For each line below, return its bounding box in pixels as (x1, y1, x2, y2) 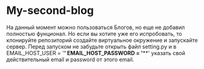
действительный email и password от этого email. (6, 56, 135, 63)
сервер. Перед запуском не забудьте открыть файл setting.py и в (6, 43, 177, 50)
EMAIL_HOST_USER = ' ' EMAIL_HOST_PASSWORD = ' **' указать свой (6, 49, 186, 56)
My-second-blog (6, 4, 94, 18)
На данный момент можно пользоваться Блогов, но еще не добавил (6, 24, 185, 31)
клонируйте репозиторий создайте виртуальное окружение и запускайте (6, 36, 198, 44)
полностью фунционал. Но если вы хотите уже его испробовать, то (6, 30, 183, 37)
